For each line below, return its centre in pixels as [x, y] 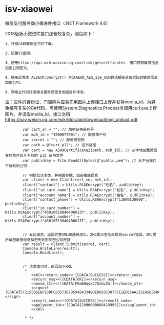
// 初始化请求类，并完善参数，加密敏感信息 [61, 175]
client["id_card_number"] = [51, 208]
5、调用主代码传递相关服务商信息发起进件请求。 [46, 92]
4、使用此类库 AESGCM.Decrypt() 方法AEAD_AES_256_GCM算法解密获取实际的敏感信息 [82, 77]
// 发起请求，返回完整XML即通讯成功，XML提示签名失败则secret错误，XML [88, 234]
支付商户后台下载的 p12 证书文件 [34, 155]
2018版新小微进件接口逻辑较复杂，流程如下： [51, 33]
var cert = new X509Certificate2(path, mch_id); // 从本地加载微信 [90, 150]
